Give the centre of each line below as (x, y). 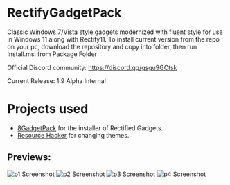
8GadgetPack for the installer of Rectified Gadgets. (90, 128)
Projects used (48, 109)
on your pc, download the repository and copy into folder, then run (102, 46)
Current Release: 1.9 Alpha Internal (56, 80)
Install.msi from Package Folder (52, 54)
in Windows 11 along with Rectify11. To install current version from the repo (113, 39)
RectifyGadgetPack (64, 13)
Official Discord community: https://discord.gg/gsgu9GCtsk (92, 67)
